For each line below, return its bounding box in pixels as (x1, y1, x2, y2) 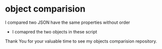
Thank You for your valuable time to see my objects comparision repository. (5, 38, 158, 44)
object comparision (5, 3, 85, 15)
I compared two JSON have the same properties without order (5, 19, 130, 25)
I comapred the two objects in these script (12, 29, 98, 34)
